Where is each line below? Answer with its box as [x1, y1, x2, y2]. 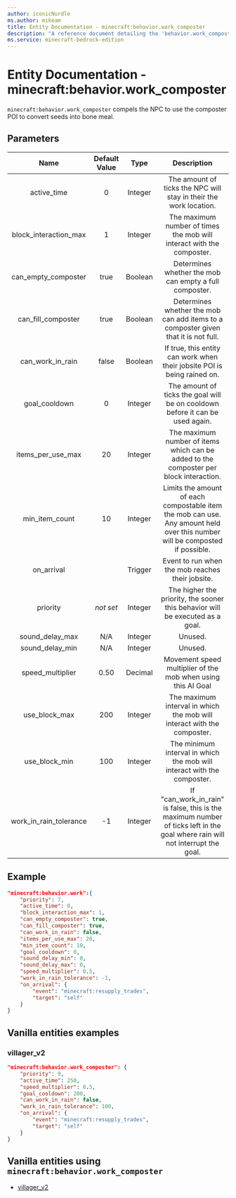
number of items [165, 436, 220, 446]
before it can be [166, 407, 219, 417]
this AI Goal [173, 680, 212, 690]
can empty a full [166, 276, 219, 286]
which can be [170, 445, 215, 454]
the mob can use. [164, 509, 221, 519]
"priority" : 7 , [20, 896, 65, 903]
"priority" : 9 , [20, 1070, 65, 1077]
